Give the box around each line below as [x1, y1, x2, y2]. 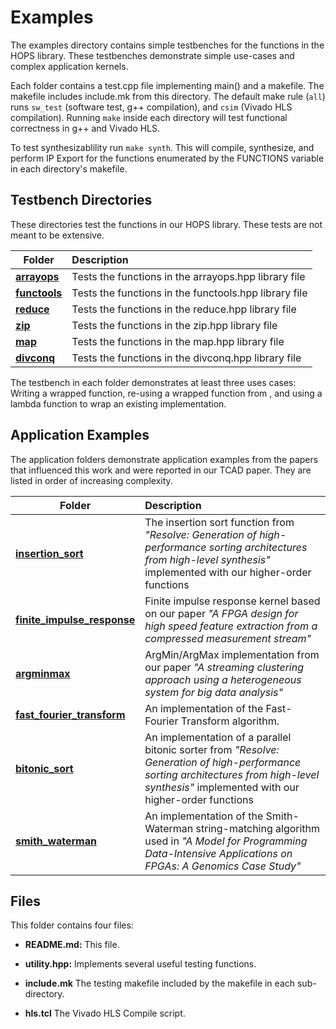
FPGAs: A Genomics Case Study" [144, 859, 302, 873]
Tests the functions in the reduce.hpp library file [71, 302, 297, 316]
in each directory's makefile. [10, 162, 128, 175]
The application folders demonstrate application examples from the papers [10, 453, 319, 465]
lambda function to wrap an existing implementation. [10, 397, 227, 410]
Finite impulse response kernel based [144, 594, 321, 608]
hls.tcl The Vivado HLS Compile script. [24, 1007, 186, 1020]
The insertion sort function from [144, 515, 295, 529]
